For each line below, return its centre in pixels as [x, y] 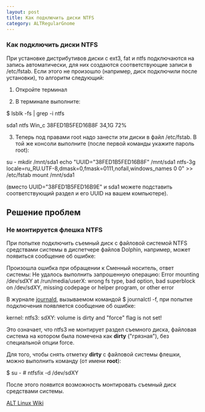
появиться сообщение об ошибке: [51, 256]
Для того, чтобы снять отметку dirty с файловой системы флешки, [94, 354]
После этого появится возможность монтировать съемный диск [91, 385]
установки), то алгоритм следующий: [55, 78]
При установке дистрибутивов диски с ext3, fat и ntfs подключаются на [100, 58]
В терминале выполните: [48, 101]
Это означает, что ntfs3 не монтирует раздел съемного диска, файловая [102, 330]
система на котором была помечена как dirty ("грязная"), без [88, 336]
